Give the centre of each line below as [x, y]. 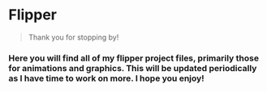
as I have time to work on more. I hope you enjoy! [106, 78]
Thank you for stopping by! [73, 37]
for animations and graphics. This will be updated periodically [133, 68]
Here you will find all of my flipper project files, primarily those [134, 58]
